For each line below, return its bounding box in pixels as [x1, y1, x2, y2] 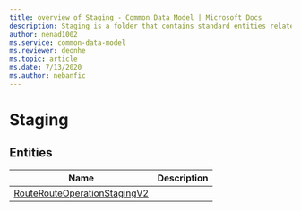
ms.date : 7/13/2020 [9, 63, 82, 72]
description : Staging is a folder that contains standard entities [9, 21, 267, 30]
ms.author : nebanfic [9, 72, 87, 80]
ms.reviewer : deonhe [9, 46, 87, 55]
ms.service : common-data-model [9, 38, 126, 47]
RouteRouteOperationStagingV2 [13, 187, 150, 199]
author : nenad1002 [9, 30, 78, 38]
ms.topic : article [9, 55, 78, 63]
